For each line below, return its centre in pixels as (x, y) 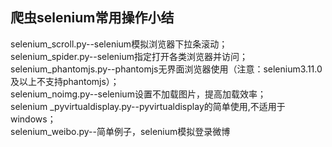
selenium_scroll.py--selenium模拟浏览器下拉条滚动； (119, 44)
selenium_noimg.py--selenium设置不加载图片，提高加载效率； (138, 94)
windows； (33, 119)
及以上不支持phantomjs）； (65, 81)
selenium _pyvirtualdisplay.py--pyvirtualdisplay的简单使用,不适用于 (148, 106)
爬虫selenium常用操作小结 (92, 18)
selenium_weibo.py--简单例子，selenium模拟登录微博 (120, 131)
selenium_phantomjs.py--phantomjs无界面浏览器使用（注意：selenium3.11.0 (166, 69)
